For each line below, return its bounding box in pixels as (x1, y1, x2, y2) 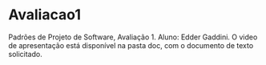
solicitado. (8, 49, 42, 59)
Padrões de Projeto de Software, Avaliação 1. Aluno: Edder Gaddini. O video (8, 32, 258, 42)
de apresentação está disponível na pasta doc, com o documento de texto (8, 40, 254, 50)
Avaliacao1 (8, 6, 82, 24)
